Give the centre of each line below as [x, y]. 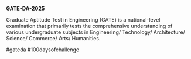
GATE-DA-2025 [25, 8]
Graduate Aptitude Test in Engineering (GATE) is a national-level [83, 20]
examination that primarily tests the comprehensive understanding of [89, 26]
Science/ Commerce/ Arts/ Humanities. [53, 38]
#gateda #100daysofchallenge [43, 50]
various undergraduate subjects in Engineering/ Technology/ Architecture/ [96, 32]
